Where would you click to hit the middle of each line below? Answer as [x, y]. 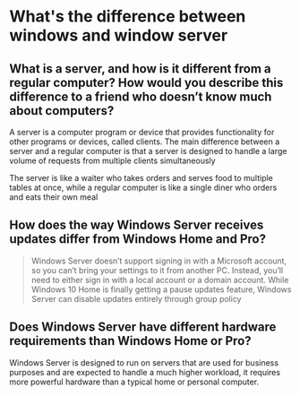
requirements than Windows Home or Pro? [131, 341]
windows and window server [119, 35]
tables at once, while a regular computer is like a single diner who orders [143, 187]
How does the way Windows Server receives [137, 225]
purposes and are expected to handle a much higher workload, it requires [145, 372]
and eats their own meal [54, 197]
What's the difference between [128, 17]
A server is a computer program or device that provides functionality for [142, 132]
